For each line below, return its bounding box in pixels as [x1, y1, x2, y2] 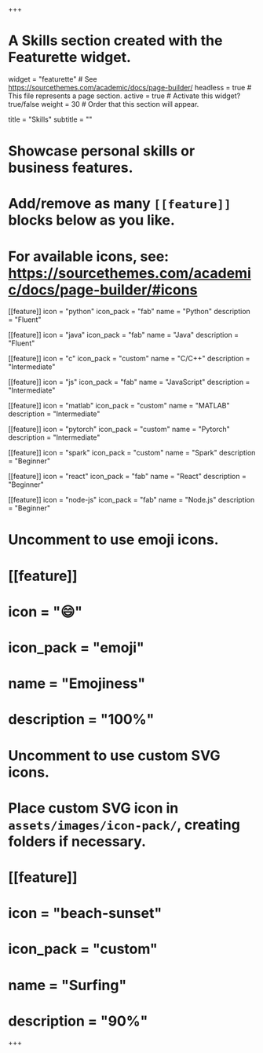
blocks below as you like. [8, 211, 175, 229]
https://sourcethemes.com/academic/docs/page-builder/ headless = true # [8, 82, 252, 92]
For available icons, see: [8, 247, 170, 265]
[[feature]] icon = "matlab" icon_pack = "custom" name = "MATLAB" [8, 401, 230, 411]
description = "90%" [8, 1012, 148, 1029]
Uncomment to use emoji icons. [8, 531, 219, 549]
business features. [8, 159, 133, 177]
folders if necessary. [8, 832, 147, 850]
